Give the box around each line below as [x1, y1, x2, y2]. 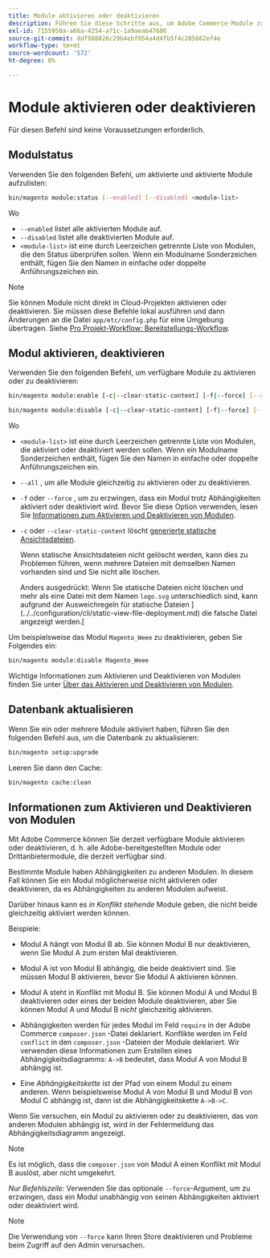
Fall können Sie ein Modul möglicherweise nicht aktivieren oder [8, 875, 218, 885]
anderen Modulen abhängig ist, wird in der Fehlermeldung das [8, 1120, 215, 1129]
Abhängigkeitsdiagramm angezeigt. [8, 1129, 126, 1138]
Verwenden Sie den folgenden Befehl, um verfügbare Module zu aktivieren [8, 367, 256, 378]
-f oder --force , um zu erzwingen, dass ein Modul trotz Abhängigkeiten [19, 494, 261, 503]
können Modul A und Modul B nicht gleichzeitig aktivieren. [19, 1005, 213, 1014]
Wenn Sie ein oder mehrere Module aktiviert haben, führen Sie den [8, 724, 230, 734]
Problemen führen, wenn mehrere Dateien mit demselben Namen [19, 559, 235, 568]
